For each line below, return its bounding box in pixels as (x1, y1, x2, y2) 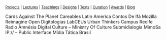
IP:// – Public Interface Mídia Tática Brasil (5, 29, 91, 35)
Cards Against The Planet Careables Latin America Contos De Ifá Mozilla (5, 13, 157, 19)
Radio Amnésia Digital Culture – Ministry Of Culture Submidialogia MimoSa (5, 24, 161, 30)
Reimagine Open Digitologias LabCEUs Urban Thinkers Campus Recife (5, 19, 153, 24)
